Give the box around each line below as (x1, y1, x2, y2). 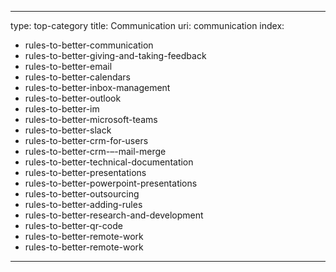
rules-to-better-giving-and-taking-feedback (24, 50, 207, 61)
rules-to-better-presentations (24, 167, 147, 178)
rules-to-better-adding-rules (24, 199, 143, 210)
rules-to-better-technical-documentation (24, 156, 194, 168)
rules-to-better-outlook (24, 92, 122, 104)
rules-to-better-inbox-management (24, 82, 171, 93)
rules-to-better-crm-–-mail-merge (24, 146, 167, 157)
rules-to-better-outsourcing (24, 188, 140, 200)
